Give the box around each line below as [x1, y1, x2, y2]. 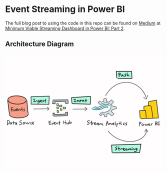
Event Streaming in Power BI [5, 3, 125, 15]
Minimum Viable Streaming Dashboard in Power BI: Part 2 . [5, 25, 125, 31]
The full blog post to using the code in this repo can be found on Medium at [5, 20, 161, 26]
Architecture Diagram [5, 40, 74, 48]
